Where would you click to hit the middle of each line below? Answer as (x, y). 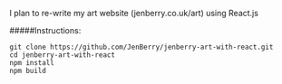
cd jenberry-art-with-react (63, 55)
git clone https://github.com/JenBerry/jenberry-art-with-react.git (141, 47)
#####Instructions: (45, 30)
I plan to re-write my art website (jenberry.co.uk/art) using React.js (134, 13)
